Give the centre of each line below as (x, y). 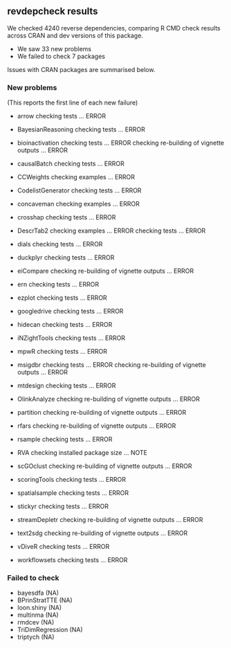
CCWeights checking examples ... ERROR (76, 177)
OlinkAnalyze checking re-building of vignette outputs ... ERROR (109, 399)
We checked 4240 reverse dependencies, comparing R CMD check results (114, 28)
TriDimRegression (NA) (50, 630)
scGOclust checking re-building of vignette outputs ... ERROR (104, 466)
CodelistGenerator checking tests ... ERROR (79, 190)
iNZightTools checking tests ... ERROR (71, 338)
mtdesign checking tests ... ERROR (66, 386)
